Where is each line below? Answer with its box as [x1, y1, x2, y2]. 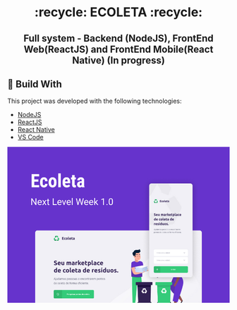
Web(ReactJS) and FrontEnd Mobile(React [23, 43, 214, 55]
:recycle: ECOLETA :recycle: [34, 4, 203, 20]
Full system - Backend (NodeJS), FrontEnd [23, 32, 214, 44]
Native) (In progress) [71, 54, 166, 66]
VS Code [17, 133, 44, 142]
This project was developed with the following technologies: [7, 97, 182, 106]
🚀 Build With [7, 78, 62, 90]
